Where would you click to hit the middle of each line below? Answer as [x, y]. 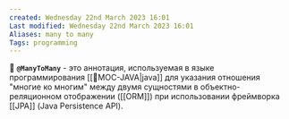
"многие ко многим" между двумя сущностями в [104, 87]
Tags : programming [43, 42]
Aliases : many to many [51, 34]
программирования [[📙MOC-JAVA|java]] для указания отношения [135, 78]
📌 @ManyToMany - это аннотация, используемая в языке [112, 68]
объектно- [220, 87]
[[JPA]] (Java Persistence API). [66, 106]
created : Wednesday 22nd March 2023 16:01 [89, 17]
